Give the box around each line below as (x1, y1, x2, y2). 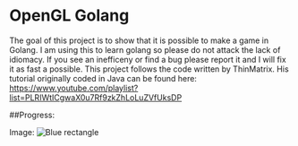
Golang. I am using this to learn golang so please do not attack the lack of (9, 44, 281, 55)
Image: (9, 126, 35, 137)
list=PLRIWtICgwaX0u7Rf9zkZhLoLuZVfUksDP (9, 91, 183, 103)
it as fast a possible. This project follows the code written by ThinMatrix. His (9, 64, 289, 74)
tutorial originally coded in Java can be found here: (9, 73, 197, 83)
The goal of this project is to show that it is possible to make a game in (9, 35, 269, 46)
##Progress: (9, 109, 55, 120)
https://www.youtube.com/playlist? (9, 82, 139, 93)
